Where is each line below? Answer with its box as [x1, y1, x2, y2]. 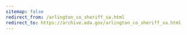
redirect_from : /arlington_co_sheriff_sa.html [5, 14, 125, 20]
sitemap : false [5, 8, 44, 15]
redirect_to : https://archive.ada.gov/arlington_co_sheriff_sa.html [5, 20, 182, 26]
